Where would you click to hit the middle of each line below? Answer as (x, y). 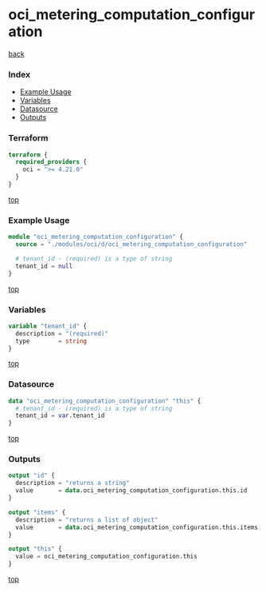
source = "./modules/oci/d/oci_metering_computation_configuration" (131, 244)
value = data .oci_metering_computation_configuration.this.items (137, 527)
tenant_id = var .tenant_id (60, 416)
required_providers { (51, 162)
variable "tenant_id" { (48, 326)
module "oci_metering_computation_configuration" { (96, 237)
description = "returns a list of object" (87, 520)
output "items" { (37, 512)
